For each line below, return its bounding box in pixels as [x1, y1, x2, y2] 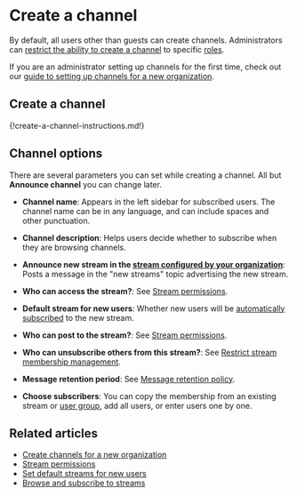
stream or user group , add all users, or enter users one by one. [21, 400, 253, 411]
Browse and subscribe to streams [21, 477, 146, 489]
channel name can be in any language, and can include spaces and [21, 205, 269, 216]
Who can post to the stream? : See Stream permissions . [21, 330, 228, 340]
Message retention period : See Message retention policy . [21, 373, 236, 384]
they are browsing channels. [21, 242, 126, 252]
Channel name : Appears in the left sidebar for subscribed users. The [21, 196, 276, 207]
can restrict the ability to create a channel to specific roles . [9, 44, 225, 54]
